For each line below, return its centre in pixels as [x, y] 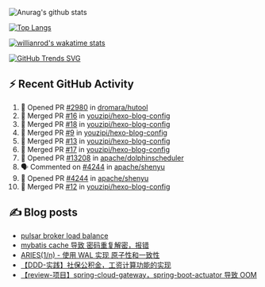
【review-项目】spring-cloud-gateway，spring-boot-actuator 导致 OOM [138, 274]
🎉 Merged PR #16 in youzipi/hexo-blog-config [95, 116]
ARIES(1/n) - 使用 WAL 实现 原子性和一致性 [90, 254]
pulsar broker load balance [64, 235]
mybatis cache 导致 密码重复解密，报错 [84, 245]
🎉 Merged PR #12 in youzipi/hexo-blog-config [95, 186]
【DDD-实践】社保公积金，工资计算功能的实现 [96, 265]
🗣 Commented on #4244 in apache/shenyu [92, 166]
